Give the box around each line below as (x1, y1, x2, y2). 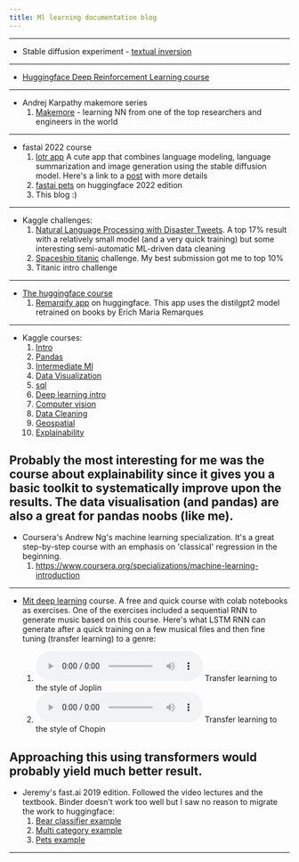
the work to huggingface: (21, 806, 116, 817)
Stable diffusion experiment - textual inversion (21, 45, 192, 56)
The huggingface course (21, 287, 113, 299)
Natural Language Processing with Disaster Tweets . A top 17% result (35, 224, 287, 234)
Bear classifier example (35, 816, 122, 826)
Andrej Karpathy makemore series (21, 97, 148, 108)
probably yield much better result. (9, 763, 203, 778)
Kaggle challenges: (21, 215, 93, 226)
